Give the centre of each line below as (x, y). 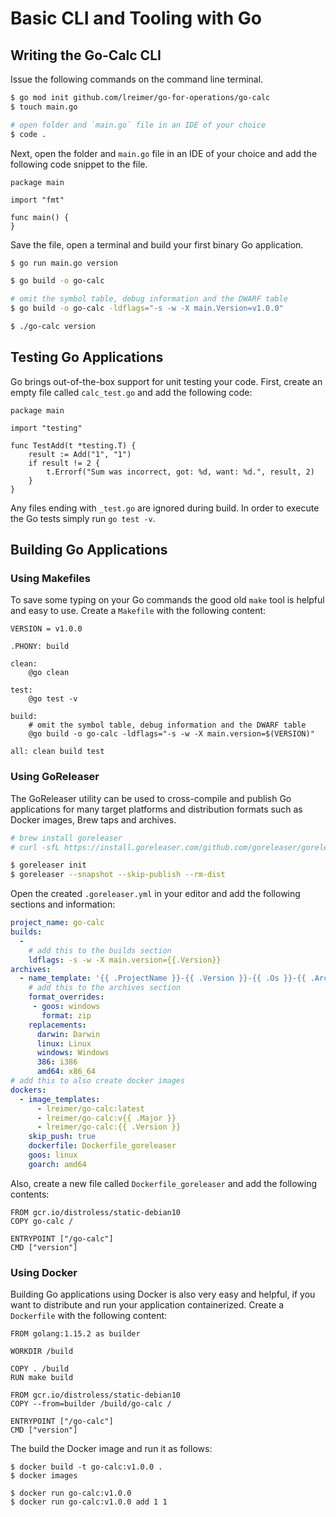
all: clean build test (57, 752)
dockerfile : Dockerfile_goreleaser (102, 1146)
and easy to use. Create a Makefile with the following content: (138, 611)
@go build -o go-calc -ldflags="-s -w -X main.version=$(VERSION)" (171, 734)
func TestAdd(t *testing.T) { (73, 445)
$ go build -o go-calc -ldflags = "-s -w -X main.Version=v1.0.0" (147, 308)
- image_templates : (60, 1099)
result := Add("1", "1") (80, 454)
